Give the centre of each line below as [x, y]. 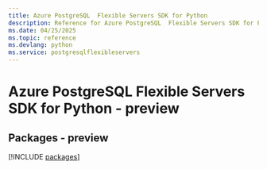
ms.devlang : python [41, 45]
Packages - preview [58, 138]
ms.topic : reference [43, 38]
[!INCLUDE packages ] [44, 157]
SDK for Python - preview [94, 109]
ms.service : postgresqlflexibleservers [74, 52]
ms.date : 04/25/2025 [43, 30]
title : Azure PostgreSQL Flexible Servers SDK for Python [108, 15]
